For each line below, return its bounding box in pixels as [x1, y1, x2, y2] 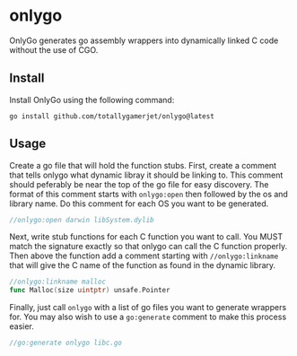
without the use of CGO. [9, 44, 99, 55]
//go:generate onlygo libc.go [9, 338, 123, 348]
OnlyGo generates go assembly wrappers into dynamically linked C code [9, 35, 279, 46]
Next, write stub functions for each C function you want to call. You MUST [9, 231, 284, 242]
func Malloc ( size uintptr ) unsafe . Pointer [9, 286, 170, 295]
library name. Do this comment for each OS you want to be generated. [9, 198, 269, 209]
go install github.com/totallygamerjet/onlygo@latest [9, 111, 215, 121]
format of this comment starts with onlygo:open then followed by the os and [9, 188, 289, 199]
